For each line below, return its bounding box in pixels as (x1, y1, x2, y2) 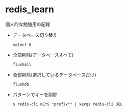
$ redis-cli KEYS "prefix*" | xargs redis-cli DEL (12, 101, 123, 107)
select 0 (12, 42, 32, 47)
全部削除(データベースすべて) (12, 52, 74, 58)
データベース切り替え (12, 32, 58, 38)
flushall (12, 62, 32, 67)
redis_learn (5, 4, 55, 15)
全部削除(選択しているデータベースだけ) (12, 72, 96, 78)
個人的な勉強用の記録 (5, 21, 50, 27)
